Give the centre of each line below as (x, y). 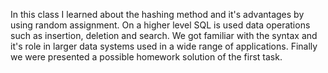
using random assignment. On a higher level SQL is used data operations (160, 25)
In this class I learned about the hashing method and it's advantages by (157, 14)
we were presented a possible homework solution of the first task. (146, 57)
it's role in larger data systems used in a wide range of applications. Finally (164, 46)
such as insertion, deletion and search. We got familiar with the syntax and (164, 35)
